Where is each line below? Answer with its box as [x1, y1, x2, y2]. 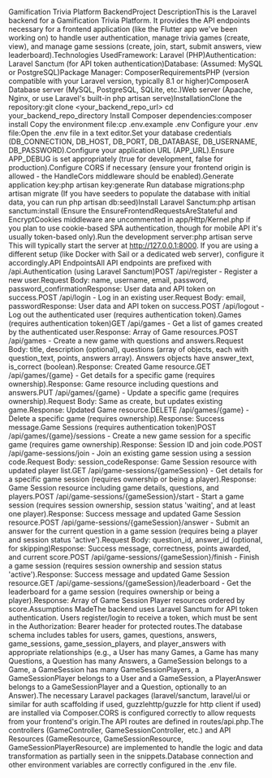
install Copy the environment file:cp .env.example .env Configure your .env [8, 120, 258, 129]
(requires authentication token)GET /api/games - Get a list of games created [8, 319, 263, 328]
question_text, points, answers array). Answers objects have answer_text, [8, 354, 254, 363]
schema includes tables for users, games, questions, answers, [8, 631, 218, 640]
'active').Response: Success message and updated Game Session [8, 569, 230, 579]
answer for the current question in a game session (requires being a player [8, 526, 258, 536]
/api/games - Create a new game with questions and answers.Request [8, 336, 244, 345]
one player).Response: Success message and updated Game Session [8, 509, 241, 518]
